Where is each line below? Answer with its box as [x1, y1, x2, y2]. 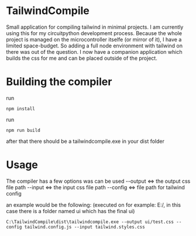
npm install [6, 105, 35, 112]
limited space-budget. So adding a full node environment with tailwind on [6, 42, 183, 49]
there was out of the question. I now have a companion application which [6, 48, 183, 55]
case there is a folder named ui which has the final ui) [6, 207, 135, 214]
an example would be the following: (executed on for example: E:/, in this [6, 201, 181, 208]
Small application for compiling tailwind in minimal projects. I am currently [6, 23, 184, 30]
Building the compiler [6, 75, 112, 88]
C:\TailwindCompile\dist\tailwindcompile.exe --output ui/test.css [6, 218, 174, 225]
